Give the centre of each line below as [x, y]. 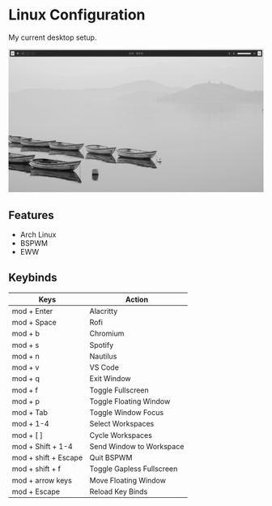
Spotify [102, 345]
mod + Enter [32, 311]
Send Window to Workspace [137, 446]
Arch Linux [38, 235]
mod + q [26, 379]
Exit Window [110, 379]
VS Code [104, 367]
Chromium [107, 333]
